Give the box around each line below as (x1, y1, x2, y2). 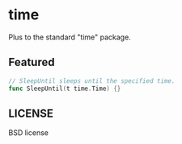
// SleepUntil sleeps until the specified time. (8, 76, 176, 85)
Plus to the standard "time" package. (8, 32, 131, 42)
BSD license (8, 128, 49, 138)
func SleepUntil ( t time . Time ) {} (8, 84, 121, 93)
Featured (8, 56, 55, 69)
